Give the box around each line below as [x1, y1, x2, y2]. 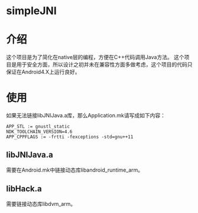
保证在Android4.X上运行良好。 [6, 68, 81, 76]
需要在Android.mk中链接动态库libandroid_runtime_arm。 [6, 166, 144, 173]
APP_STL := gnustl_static [6, 124, 70, 130]
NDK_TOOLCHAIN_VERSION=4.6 [6, 129, 73, 135]
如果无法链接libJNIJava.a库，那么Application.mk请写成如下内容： [6, 112, 166, 119]
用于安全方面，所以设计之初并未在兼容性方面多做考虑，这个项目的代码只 [16, 61, 193, 68]
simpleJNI [6, 4, 57, 18]
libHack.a [6, 184, 43, 194]
